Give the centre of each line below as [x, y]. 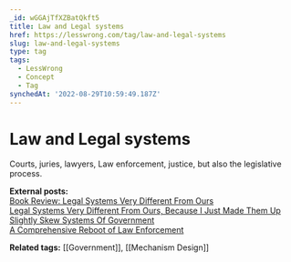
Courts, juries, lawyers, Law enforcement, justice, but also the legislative [145, 164]
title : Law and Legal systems [67, 26]
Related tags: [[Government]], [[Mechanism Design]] [109, 247]
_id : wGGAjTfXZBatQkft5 [55, 18]
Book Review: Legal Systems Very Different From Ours [112, 201]
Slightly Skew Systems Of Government [82, 220]
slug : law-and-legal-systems [65, 43]
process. [26, 174]
